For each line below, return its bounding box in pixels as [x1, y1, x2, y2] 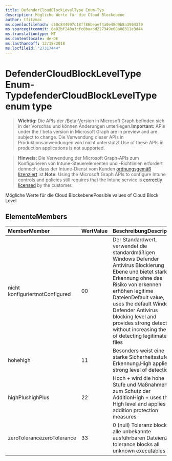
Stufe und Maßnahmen [112, 381, 168, 388]
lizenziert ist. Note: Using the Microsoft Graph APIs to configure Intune [17, 171, 166, 177]
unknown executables [112, 447, 165, 454]
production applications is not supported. [17, 145, 105, 151]
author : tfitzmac [5, 17, 42, 22]
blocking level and [112, 313, 157, 320]
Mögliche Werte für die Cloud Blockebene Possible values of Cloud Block [5, 192, 159, 198]
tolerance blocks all [112, 441, 160, 448]
